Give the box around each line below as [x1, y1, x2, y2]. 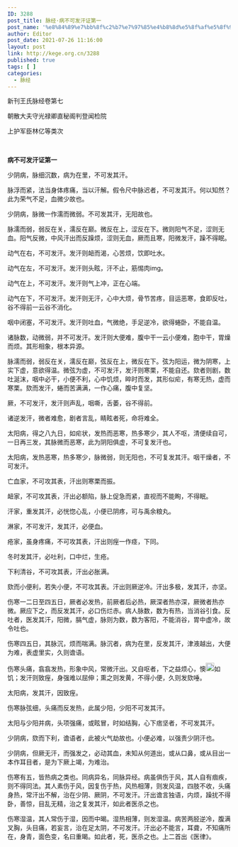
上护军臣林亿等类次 [7, 127, 64, 136]
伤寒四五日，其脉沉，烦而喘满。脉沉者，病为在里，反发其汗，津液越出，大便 [7, 640, 231, 648]
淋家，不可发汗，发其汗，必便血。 [7, 523, 107, 531]
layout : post [7, 43, 46, 50]
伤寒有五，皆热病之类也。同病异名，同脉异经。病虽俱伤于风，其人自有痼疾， [7, 773, 231, 782]
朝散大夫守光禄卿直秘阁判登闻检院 [7, 111, 107, 121]
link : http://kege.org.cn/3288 [7, 50, 100, 58]
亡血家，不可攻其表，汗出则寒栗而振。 [7, 477, 119, 486]
